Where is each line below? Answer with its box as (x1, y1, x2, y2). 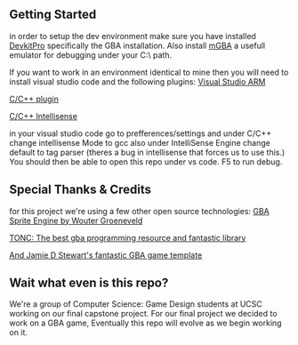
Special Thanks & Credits (9, 182, 152, 197)
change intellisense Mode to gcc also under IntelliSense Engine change (9, 137, 271, 148)
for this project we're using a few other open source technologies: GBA (9, 205, 270, 216)
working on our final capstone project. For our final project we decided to (9, 309, 278, 319)
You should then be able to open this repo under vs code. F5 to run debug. (9, 156, 283, 167)
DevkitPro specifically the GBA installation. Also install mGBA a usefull (9, 40, 266, 51)
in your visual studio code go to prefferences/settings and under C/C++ (9, 128, 272, 139)
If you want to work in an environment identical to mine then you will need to (9, 67, 289, 77)
